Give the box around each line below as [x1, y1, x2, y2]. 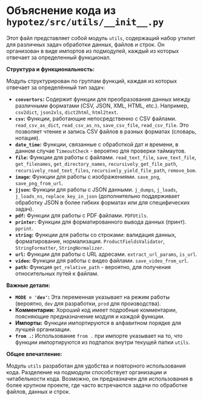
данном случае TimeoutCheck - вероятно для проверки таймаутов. [15, 147, 186, 154]
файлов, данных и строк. [6, 388, 71, 395]
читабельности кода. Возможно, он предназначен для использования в [6, 375, 193, 382]
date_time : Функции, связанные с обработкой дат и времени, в [15, 140, 179, 148]
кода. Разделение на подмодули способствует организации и [6, 368, 167, 375]
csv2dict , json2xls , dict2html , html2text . [15, 108, 119, 115]
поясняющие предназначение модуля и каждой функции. [15, 312, 165, 320]
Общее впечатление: [6, 350, 62, 357]
